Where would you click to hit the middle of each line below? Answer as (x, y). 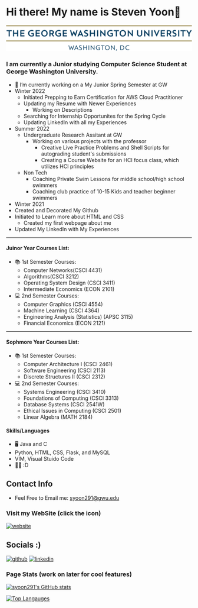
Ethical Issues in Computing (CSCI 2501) (72, 411)
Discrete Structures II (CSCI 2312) (64, 377)
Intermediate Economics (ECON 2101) (69, 289)
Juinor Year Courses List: (38, 248)
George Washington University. (52, 72)
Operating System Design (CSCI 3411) (69, 283)
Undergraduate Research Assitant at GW (73, 135)
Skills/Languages (28, 431)
